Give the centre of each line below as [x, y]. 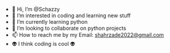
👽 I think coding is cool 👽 [43, 44]
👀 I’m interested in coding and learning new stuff [71, 15]
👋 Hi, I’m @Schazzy [36, 9]
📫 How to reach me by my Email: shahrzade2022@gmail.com [88, 35]
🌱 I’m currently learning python [50, 22]
